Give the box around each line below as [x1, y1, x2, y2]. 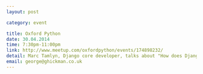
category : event [6, 19, 47, 26]
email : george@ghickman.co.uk [6, 58, 83, 64]
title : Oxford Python [6, 31, 61, 37]
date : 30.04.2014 [6, 36, 50, 42]
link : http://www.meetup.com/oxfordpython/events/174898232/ [6, 48, 164, 54]
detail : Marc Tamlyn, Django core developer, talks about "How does [6, 53, 182, 59]
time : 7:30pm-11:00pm [6, 42, 61, 48]
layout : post [6, 8, 39, 15]
